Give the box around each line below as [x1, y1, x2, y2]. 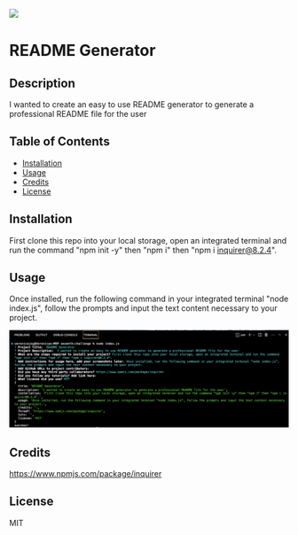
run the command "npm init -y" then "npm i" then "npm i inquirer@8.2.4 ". [9, 244, 278, 255]
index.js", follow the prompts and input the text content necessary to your [9, 303, 278, 314]
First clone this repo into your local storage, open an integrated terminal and [9, 235, 287, 245]
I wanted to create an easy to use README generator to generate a [9, 99, 255, 110]
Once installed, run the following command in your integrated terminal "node [9, 293, 289, 305]
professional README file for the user [9, 109, 147, 119]
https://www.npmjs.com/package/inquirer [9, 468, 162, 478]
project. [9, 313, 38, 323]
